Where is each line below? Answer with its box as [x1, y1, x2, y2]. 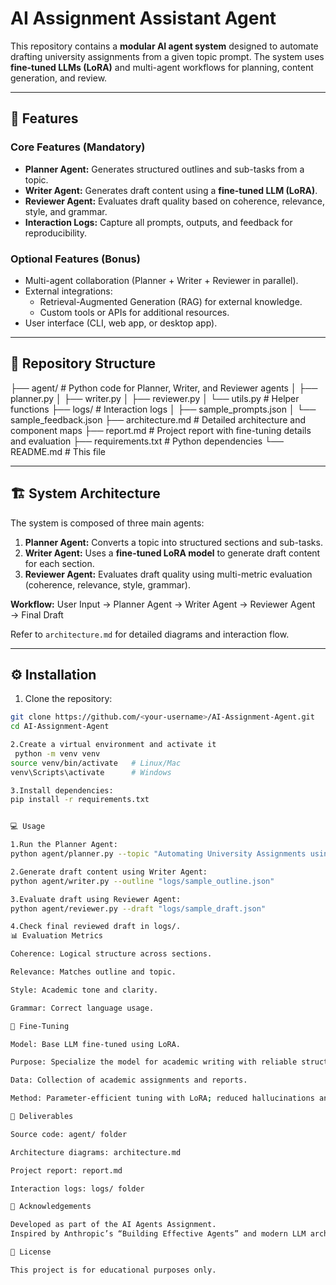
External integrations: [24, 285, 113, 297]
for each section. [24, 557, 95, 569]
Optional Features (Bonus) [10, 252, 141, 266]
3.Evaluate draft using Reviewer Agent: [10, 894, 182, 904]
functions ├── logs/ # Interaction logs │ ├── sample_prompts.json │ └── [10, 403, 317, 415]
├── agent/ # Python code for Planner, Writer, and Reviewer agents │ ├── [10, 382, 318, 394]
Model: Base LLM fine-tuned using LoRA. [10, 1039, 182, 1049]
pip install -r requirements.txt [10, 795, 150, 805]
